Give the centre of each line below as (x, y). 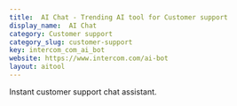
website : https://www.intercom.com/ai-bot (89, 58)
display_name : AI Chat (53, 26)
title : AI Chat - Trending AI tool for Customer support (118, 17)
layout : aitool (37, 67)
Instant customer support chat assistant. (83, 91)
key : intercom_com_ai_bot (57, 50)
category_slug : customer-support (71, 42)
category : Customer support (61, 34)
